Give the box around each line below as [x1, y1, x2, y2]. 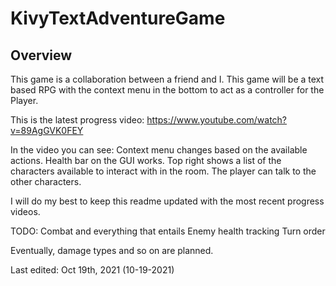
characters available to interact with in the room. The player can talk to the [10, 165, 317, 177]
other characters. [10, 176, 82, 187]
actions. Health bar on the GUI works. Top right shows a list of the [10, 155, 282, 166]
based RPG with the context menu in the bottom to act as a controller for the [10, 84, 325, 96]
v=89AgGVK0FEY [10, 125, 84, 136]
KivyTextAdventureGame [10, 7, 226, 30]
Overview [10, 47, 73, 64]
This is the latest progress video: [10, 114, 145, 126]
